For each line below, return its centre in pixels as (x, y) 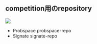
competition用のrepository (48, 9)
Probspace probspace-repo (42, 30)
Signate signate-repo (35, 36)
